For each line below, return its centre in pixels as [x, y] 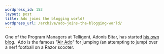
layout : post [18, 14]
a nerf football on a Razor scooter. [40, 47]
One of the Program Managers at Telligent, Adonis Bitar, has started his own [82, 37]
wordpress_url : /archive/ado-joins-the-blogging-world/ [64, 23]
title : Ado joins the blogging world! [45, 18]
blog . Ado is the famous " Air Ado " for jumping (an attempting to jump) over [82, 42]
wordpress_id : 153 [24, 9]
